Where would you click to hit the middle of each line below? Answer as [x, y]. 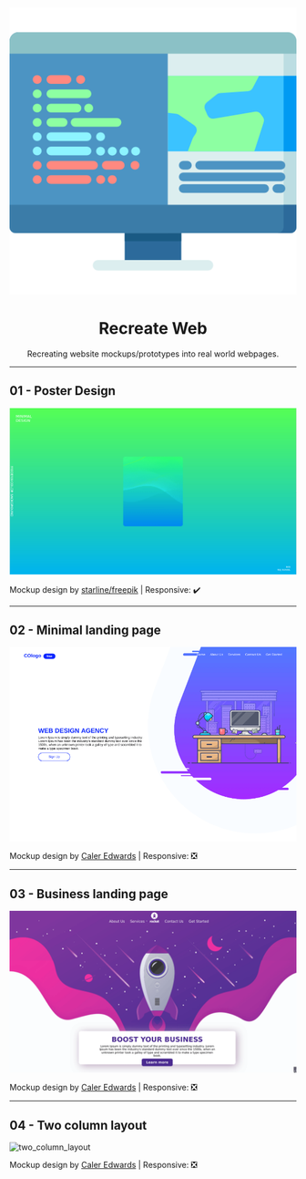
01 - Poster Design [63, 391]
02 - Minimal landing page [85, 631]
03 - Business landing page [89, 894]
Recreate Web [153, 329]
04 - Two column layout [78, 1125]
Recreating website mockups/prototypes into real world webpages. [153, 354]
